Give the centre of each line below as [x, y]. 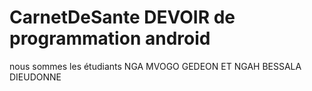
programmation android [110, 38]
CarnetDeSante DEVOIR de [122, 17]
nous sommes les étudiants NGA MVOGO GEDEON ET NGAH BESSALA [155, 66]
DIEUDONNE [35, 77]
